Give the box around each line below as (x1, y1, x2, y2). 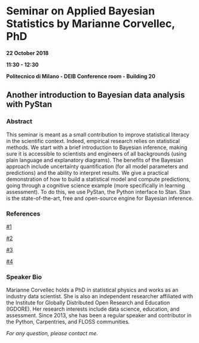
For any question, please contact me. (6, 330, 99, 337)
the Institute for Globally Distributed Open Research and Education (6, 299, 170, 306)
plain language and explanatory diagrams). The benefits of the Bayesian (6, 156, 183, 163)
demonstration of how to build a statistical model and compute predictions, (6, 175, 191, 183)
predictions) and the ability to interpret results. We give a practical (6, 169, 169, 176)
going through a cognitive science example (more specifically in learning (6, 181, 185, 189)
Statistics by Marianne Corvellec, (6, 17, 175, 31)
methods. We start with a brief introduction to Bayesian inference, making (6, 144, 188, 151)
